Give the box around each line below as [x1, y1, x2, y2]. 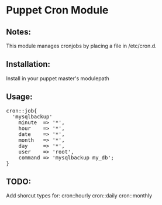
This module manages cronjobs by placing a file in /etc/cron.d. [6, 42, 157, 49]
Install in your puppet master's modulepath [6, 74, 109, 82]
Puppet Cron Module [6, 4, 109, 17]
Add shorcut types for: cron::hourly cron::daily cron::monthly [6, 192, 153, 199]
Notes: [6, 27, 31, 37]
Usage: [6, 92, 33, 102]
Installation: [6, 59, 51, 69]
